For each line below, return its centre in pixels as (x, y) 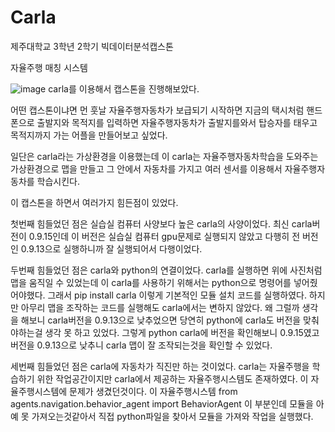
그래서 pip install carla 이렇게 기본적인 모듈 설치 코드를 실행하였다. (177, 295)
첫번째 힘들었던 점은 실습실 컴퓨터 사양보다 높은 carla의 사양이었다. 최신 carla (161, 223)
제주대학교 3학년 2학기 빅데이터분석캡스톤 (92, 46)
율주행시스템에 (39, 391)
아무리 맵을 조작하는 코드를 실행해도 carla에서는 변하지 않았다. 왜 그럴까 (160, 307)
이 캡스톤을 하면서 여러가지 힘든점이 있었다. (94, 202)
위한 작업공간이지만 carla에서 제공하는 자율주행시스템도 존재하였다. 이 (172, 378)
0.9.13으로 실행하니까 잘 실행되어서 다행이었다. (111, 248)
